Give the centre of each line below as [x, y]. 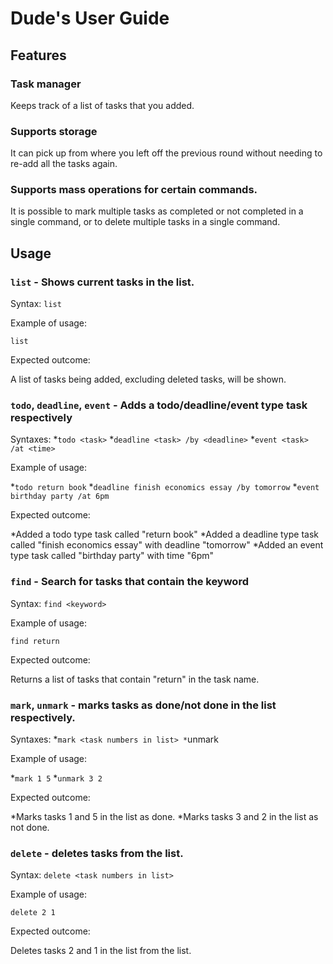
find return [35, 641]
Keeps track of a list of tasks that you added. [102, 105]
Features [38, 55]
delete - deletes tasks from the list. [97, 853]
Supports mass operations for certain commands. [134, 190]
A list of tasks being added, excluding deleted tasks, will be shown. [148, 379]
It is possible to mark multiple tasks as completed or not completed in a [157, 211]
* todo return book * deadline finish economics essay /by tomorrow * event [165, 487]
